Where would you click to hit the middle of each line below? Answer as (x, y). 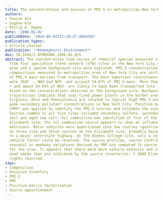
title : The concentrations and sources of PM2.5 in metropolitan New (77, 9)
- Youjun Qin (18, 18)
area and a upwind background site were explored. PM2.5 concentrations (84, 68)
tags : (10, 163)
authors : (14, 14)
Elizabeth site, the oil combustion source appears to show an (74, 122)
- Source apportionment (29, 190)
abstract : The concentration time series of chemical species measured (79, 59)
